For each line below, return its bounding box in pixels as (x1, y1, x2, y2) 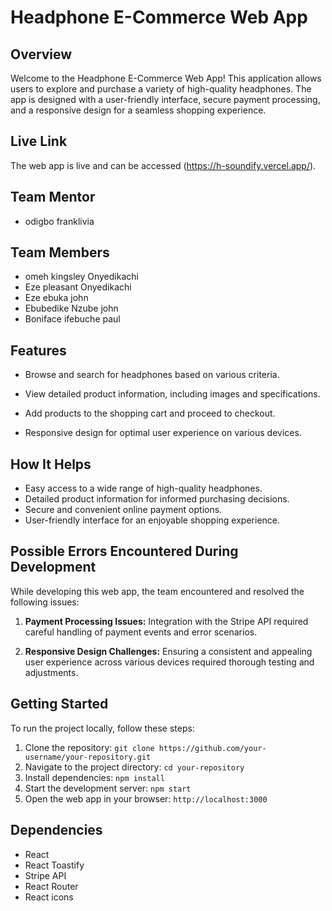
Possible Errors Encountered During (10, 543, 239, 560)
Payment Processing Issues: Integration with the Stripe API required (24, 615, 309, 627)
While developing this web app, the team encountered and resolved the (10, 585, 305, 597)
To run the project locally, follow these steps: (10, 722, 195, 734)
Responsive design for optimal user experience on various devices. (24, 427, 302, 439)
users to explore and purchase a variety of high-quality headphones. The (10, 83, 312, 95)
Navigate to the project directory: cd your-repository (24, 761, 245, 773)
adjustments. (24, 666, 79, 678)
